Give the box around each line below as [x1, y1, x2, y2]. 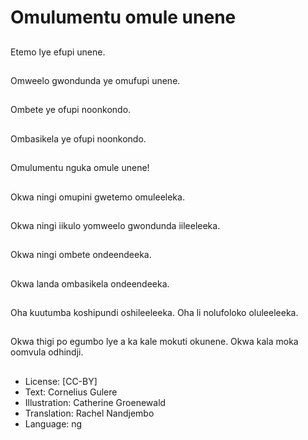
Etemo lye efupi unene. [10, 46, 106, 58]
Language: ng [24, 417, 83, 430]
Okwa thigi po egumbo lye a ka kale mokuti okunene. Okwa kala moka [10, 336, 299, 348]
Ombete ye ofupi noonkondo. [10, 104, 132, 116]
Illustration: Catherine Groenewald [24, 396, 167, 408]
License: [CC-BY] [24, 375, 98, 387]
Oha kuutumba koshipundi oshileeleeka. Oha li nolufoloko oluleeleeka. [10, 307, 299, 319]
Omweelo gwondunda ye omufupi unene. [10, 74, 181, 86]
